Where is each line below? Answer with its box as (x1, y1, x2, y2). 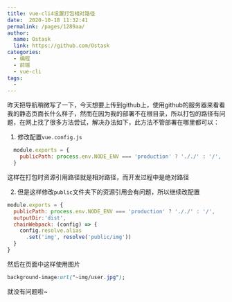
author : (7, 29, 30, 37)
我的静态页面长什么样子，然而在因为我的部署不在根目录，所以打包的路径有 (7, 109, 220, 118)
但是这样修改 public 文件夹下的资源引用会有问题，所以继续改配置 (17, 188, 200, 196)
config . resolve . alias (19, 227, 82, 234)
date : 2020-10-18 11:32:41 (7, 17, 89, 24)
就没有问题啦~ (7, 287, 48, 295)
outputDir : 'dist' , (13, 214, 67, 222)
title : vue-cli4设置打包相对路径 (7, 10, 96, 17)
